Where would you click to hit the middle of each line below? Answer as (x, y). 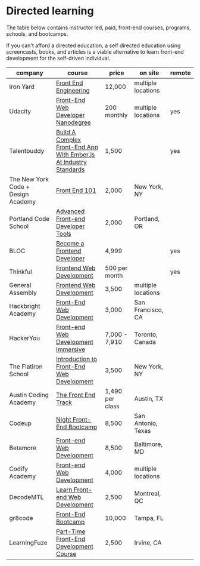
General (20, 285)
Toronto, (146, 334)
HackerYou (25, 338)
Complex (68, 140)
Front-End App (77, 147)
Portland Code (29, 219)
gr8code (21, 518)
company (29, 73)
